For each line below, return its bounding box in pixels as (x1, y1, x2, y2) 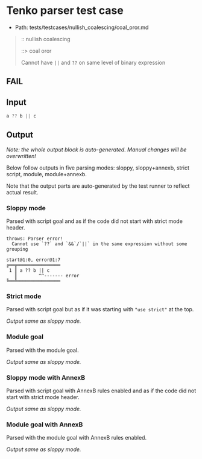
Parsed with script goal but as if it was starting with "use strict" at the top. (6, 306, 194, 313)
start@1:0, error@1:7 (6, 257, 61, 263)
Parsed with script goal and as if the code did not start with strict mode (6, 217, 183, 225)
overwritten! (6, 152, 36, 159)
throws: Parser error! (6, 236, 63, 242)
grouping (6, 246, 28, 253)
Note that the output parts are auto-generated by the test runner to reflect (6, 182, 190, 190)
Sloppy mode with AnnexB (6, 373, 86, 381)
